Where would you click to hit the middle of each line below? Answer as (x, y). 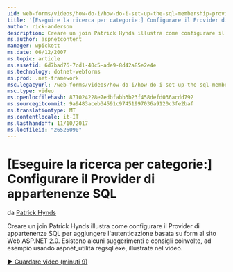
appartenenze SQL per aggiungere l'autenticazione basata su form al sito (112, 234)
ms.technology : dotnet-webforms (54, 71)
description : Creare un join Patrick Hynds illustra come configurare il (116, 33)
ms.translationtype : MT (42, 110)
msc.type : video (31, 91)
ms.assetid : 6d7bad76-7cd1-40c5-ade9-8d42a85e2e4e (82, 65)
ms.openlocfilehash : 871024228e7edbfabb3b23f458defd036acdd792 (101, 98)
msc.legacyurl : (29, 85)
